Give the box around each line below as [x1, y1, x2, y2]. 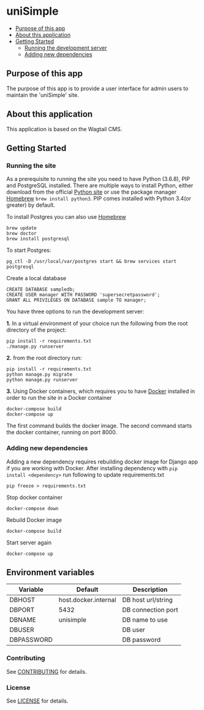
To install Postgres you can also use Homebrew [6, 213, 127, 221]
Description [132, 586, 168, 594]
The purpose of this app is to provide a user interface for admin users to [6, 85, 189, 92]
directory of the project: [6, 326, 66, 334]
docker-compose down [6, 505, 59, 511]
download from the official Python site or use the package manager [6, 188, 176, 196]
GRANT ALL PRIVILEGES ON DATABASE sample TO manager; [6, 297, 147, 303]
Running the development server [24, 44, 107, 52]
